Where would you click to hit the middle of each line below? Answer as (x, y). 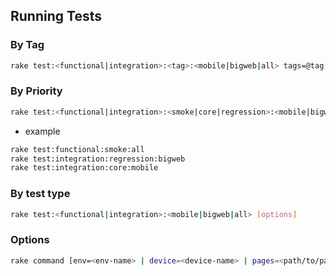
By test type (40, 194)
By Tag (27, 45)
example (42, 131)
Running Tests (56, 16)
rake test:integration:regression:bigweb (98, 159)
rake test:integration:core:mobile (84, 168)
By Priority (36, 91)
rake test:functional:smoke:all (77, 149)
